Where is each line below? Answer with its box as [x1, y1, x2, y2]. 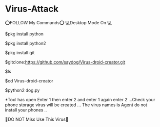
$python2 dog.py [5, 87, 40, 93]
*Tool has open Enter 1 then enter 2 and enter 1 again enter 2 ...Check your [5, 96, 155, 102]
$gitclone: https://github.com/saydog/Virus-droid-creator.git [5, 59, 125, 65]
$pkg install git [5, 49, 35, 55]
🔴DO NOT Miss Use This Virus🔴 [5, 116, 69, 122]
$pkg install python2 [5, 40, 46, 46]
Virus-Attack [5, 3, 59, 15]
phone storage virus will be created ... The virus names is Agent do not [5, 102, 147, 108]
